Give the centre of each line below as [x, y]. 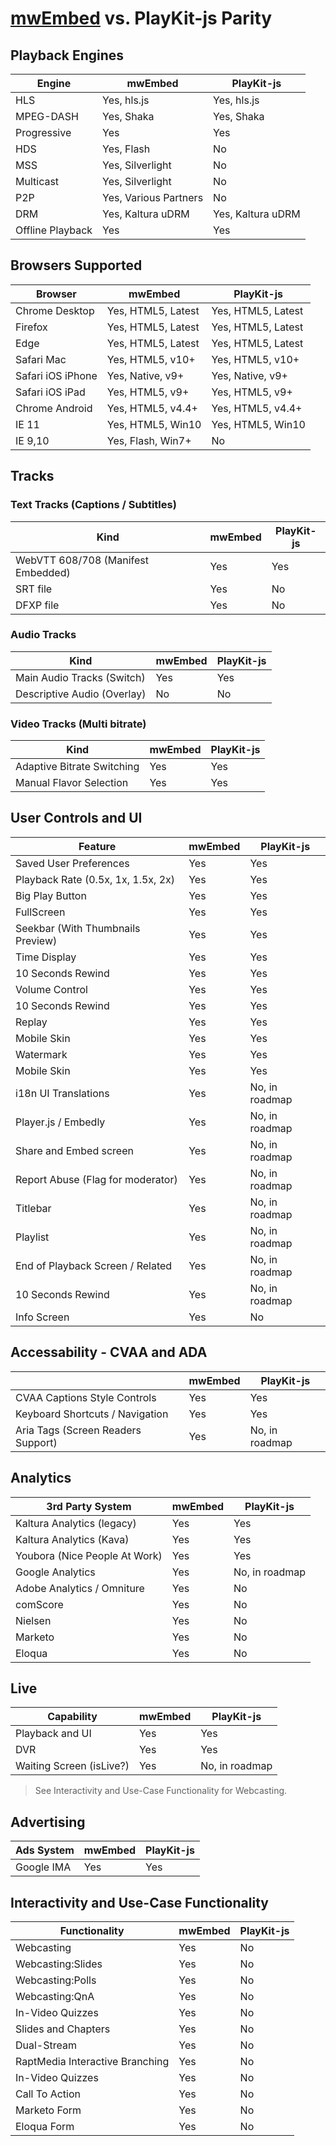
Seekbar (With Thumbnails [78, 928]
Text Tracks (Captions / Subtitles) [93, 505]
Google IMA [43, 1867]
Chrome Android [54, 408]
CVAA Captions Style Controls [86, 1397]
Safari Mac [41, 359]
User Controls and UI [76, 818]
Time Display [46, 957]
